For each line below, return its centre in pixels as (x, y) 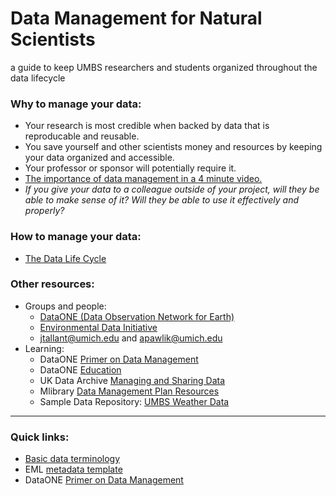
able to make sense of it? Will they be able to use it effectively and (162, 200)
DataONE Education (80, 369)
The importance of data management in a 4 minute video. (143, 179)
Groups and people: (65, 306)
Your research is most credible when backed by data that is (147, 126)
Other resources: (52, 284)
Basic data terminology (72, 459)
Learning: (44, 348)
